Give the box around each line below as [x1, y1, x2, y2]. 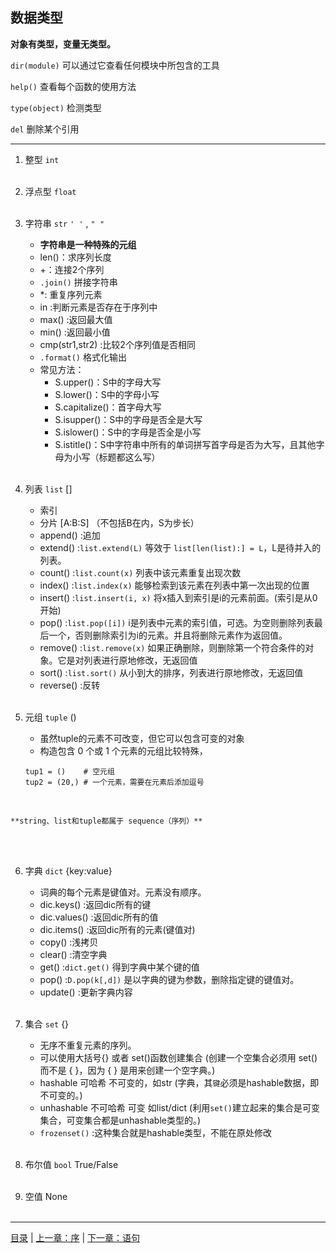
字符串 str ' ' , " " [24, 217, 105, 229]
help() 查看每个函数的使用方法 [10, 80, 137, 92]
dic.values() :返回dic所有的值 [39, 911, 159, 923]
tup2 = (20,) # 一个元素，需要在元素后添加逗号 [24, 777, 205, 787]
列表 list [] [24, 483, 73, 495]
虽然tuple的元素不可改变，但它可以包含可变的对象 [39, 732, 245, 744]
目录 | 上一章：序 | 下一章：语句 [10, 1231, 141, 1243]
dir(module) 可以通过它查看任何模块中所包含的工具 [10, 59, 220, 71]
